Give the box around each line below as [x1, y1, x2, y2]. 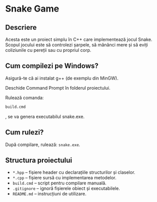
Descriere [5, 23, 37, 32]
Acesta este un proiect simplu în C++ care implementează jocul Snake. [5, 36, 152, 42]
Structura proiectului [5, 156, 72, 164]
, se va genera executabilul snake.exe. [5, 113, 85, 119]
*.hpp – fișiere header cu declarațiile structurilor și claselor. [12, 169, 135, 175]
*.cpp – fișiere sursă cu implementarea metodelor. [12, 175, 117, 181]
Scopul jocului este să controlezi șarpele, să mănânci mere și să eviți [5, 42, 148, 48]
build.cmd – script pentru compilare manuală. [12, 180, 107, 186]
